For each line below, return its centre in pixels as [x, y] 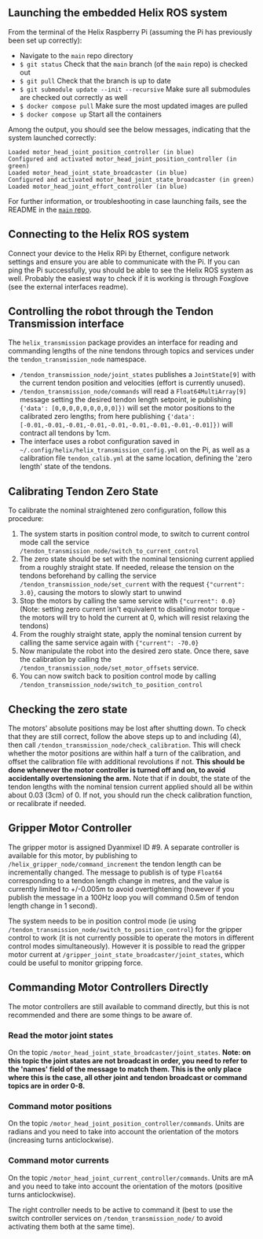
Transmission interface [66, 324]
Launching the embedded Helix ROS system [118, 13]
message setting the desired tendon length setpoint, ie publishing [125, 400]
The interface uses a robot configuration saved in [99, 442]
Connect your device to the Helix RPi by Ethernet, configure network [119, 253]
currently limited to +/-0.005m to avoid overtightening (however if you [121, 889]
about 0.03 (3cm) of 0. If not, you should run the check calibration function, [130, 795]
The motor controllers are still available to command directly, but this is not [129, 1006]
